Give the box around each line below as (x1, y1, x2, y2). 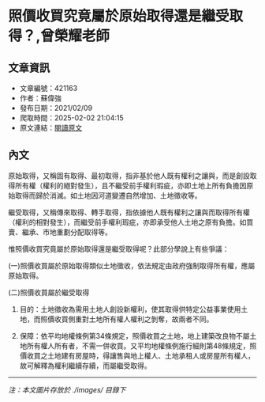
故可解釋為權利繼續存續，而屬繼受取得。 (19, 361, 151, 370)
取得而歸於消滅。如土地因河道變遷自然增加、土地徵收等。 (14, 191, 202, 200)
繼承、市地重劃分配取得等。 (21, 227, 112, 237)
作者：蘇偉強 (19, 93, 62, 103)
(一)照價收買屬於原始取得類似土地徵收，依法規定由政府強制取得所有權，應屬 (8, 260, 256, 270)
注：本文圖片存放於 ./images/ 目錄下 (8, 385, 126, 394)
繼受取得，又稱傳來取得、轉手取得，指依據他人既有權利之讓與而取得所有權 (8, 207, 250, 217)
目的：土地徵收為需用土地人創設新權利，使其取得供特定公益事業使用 (19, 304, 241, 313)
